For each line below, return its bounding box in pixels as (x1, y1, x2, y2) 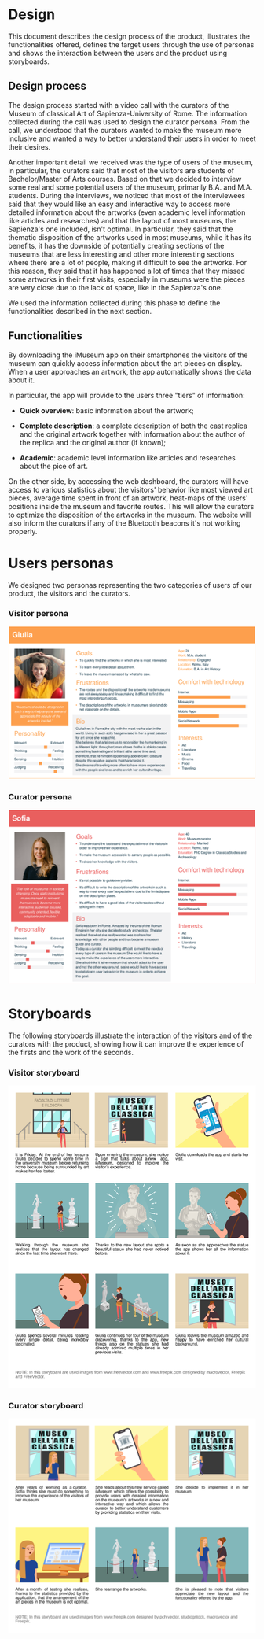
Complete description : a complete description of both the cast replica (19, 421, 247, 430)
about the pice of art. (19, 461, 88, 471)
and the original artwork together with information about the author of (19, 429, 246, 438)
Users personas (8, 554, 114, 572)
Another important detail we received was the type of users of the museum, (8, 157, 254, 167)
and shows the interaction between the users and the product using (8, 48, 228, 57)
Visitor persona (8, 608, 69, 619)
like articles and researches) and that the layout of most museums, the (8, 216, 236, 225)
